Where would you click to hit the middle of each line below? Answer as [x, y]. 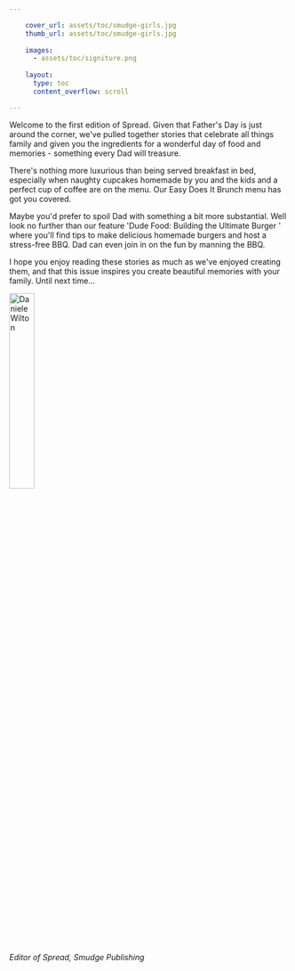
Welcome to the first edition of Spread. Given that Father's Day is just [136, 125]
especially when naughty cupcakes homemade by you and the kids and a [144, 180]
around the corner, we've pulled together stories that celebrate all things [141, 134]
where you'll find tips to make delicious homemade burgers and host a [138, 235]
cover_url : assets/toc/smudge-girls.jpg [101, 25]
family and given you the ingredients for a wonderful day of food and [135, 143]
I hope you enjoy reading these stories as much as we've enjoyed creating [145, 261]
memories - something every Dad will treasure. [95, 153]
